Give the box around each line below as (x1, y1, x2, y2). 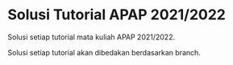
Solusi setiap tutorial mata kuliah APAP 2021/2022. (7, 32, 175, 42)
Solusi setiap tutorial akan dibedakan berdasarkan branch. (7, 47, 201, 57)
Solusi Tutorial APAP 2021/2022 (7, 6, 227, 24)
